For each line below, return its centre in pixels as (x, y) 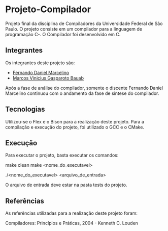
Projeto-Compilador (48, 9)
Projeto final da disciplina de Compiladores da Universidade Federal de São (84, 23)
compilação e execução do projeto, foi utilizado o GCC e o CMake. (75, 127)
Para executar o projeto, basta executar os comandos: (62, 155)
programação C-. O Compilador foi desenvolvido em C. (63, 34)
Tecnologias (25, 109)
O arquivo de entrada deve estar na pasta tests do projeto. (66, 185)
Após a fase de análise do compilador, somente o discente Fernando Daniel (84, 88)
